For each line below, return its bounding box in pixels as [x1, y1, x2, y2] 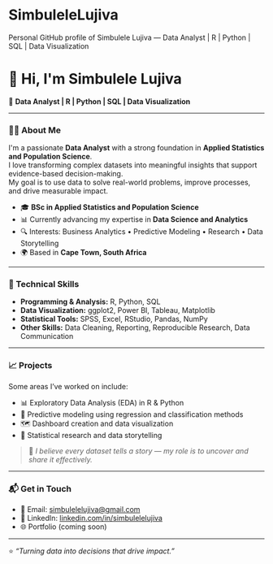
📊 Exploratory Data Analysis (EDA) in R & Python [19, 397, 184, 407]
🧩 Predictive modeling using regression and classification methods [19, 409, 244, 419]
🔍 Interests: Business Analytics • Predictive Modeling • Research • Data [19, 227, 264, 236]
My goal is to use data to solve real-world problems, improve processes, [8, 177, 251, 188]
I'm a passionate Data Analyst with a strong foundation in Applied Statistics [8, 143, 265, 153]
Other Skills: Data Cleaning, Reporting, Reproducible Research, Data [19, 323, 250, 332]
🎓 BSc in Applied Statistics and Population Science [19, 202, 199, 212]
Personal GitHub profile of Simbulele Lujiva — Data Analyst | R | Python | [8, 33, 251, 42]
